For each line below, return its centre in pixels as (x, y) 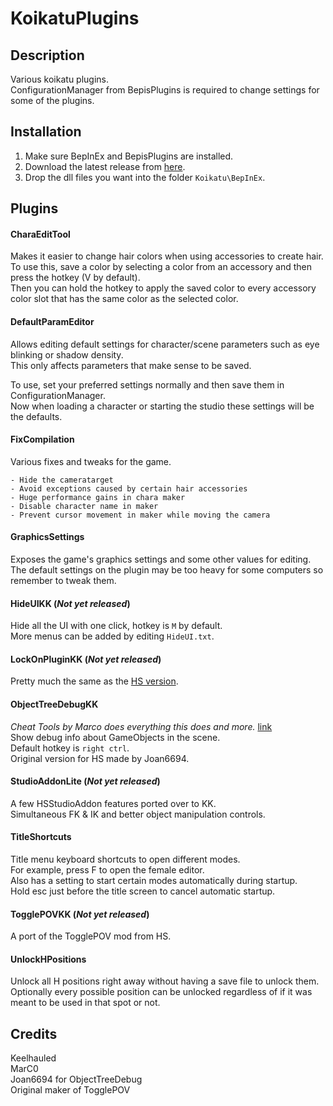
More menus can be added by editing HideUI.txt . (112, 636)
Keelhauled (33, 1058)
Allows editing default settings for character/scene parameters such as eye (165, 344)
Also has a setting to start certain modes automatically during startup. (154, 881)
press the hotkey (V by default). (75, 278)
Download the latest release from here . (105, 166)
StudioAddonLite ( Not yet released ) (85, 781)
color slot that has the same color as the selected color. (124, 299)
